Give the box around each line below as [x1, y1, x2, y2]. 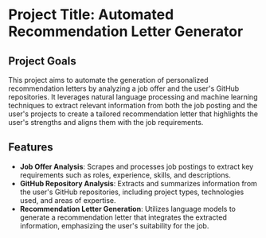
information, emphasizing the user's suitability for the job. [19, 220, 209, 230]
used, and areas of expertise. [19, 195, 116, 205]
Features [8, 141, 53, 154]
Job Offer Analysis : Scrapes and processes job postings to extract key [19, 162, 254, 171]
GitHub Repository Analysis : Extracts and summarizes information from [19, 178, 257, 188]
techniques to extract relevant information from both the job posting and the [8, 101, 258, 110]
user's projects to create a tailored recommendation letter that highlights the [8, 109, 259, 119]
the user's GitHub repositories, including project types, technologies [19, 187, 244, 197]
